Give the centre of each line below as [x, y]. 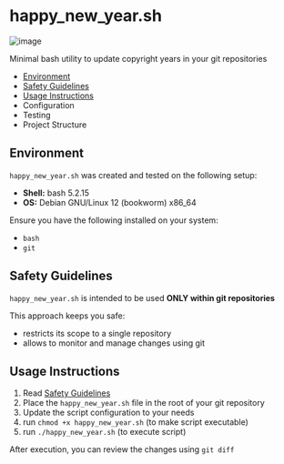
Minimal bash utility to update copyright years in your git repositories [138, 58]
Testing [37, 115]
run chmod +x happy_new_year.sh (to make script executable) [135, 422]
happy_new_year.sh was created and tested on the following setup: [133, 175]
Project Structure [55, 125]
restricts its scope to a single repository [96, 333]
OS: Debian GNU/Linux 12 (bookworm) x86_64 [110, 202]
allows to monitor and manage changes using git [113, 343]
